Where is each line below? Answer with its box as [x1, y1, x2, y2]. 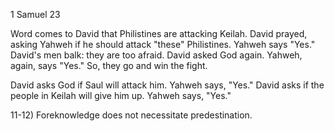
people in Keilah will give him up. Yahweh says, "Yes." [10, 90, 232, 101]
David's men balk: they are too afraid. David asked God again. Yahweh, [10, 49, 303, 61]
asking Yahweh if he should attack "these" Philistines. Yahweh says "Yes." [10, 39, 316, 50]
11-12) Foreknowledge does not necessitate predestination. [10, 109, 253, 121]
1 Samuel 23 [10, 9, 61, 20]
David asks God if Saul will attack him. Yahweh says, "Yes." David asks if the [10, 79, 325, 91]
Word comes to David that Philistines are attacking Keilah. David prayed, [10, 28, 308, 39]
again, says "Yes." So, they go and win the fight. [10, 60, 208, 71]
